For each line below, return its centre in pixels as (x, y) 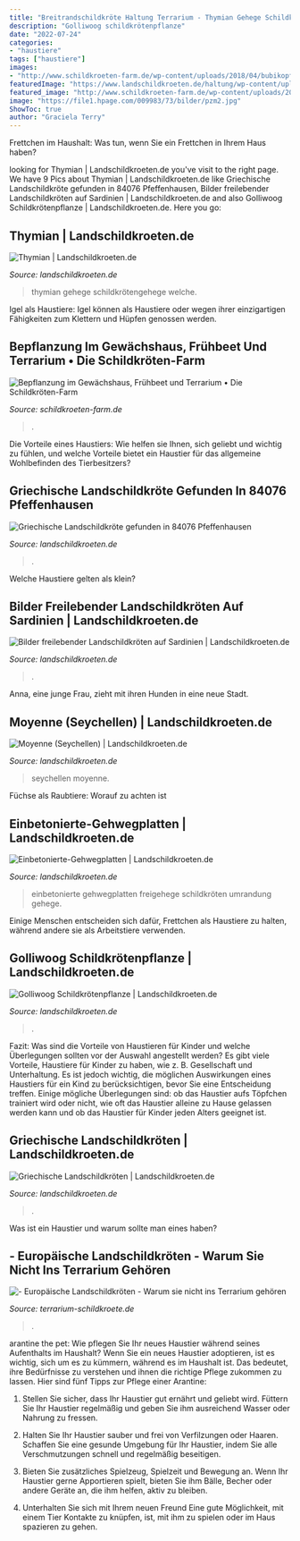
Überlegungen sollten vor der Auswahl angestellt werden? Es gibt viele (139, 1055)
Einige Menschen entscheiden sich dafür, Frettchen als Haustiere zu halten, (148, 921)
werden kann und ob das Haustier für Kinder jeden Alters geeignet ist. (138, 1112)
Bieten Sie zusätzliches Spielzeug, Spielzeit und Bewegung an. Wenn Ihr (155, 1471)
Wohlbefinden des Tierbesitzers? (70, 462)
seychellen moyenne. (70, 778)
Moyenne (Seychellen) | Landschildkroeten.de (141, 722)
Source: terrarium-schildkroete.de (72, 1309)
